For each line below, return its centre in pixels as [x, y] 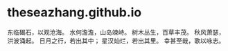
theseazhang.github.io [74, 13]
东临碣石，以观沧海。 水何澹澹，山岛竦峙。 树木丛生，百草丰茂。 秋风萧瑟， [116, 32]
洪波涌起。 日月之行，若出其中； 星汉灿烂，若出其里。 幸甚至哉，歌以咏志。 [116, 40]
